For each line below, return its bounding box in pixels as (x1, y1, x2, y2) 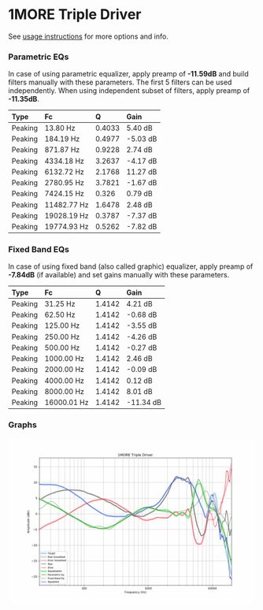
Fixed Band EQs (8, 244, 69, 255)
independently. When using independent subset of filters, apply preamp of (8, 86, 250, 95)
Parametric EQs (8, 51, 69, 62)
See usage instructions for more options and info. (8, 32, 169, 41)
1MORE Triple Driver (8, 6, 142, 24)
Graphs (8, 419, 37, 430)
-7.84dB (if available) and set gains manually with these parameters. (8, 270, 230, 280)
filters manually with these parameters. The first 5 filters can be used (8, 77, 232, 87)
